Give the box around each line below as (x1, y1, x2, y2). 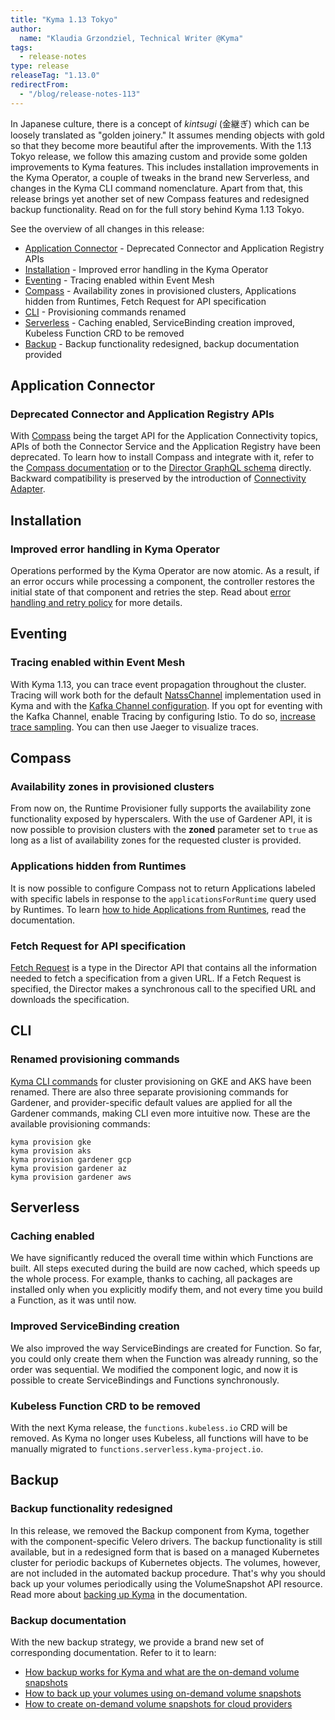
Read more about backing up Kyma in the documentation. (10, 1588, 248, 1600)
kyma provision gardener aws (10, 1172, 132, 1182)
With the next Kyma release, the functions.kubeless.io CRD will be (10, 1421, 288, 1433)
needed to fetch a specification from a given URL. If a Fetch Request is (10, 972, 302, 984)
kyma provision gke (10, 1137, 92, 1147)
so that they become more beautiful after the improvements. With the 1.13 (10, 139, 312, 151)
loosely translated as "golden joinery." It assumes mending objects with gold (10, 129, 325, 141)
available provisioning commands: (10, 1117, 151, 1130)
